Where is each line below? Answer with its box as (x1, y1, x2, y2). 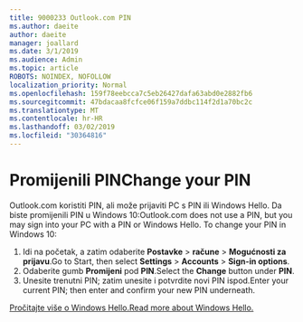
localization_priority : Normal (9, 80, 128, 90)
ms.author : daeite (9, 22, 79, 31)
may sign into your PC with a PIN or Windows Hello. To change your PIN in (9, 219, 287, 230)
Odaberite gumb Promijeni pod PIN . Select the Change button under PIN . (22, 265, 295, 276)
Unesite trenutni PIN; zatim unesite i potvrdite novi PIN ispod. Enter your (22, 275, 289, 286)
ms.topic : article (9, 64, 79, 73)
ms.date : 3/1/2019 (9, 47, 79, 56)
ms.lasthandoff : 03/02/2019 (9, 123, 116, 132)
